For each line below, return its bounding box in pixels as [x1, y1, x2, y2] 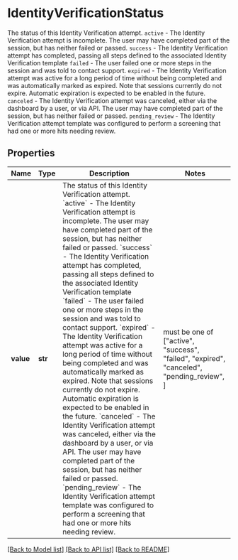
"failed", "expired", [162, 353, 226, 363]
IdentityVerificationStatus [7, 5, 164, 21]
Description [89, 168, 130, 178]
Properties [7, 147, 55, 159]
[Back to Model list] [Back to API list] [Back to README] [7, 545, 170, 554]
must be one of [162, 327, 214, 337]
